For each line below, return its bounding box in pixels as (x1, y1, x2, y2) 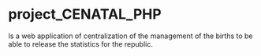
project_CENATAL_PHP (8, 5, 162, 23)
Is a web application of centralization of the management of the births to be (8, 31, 254, 40)
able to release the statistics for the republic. (8, 39, 154, 48)
